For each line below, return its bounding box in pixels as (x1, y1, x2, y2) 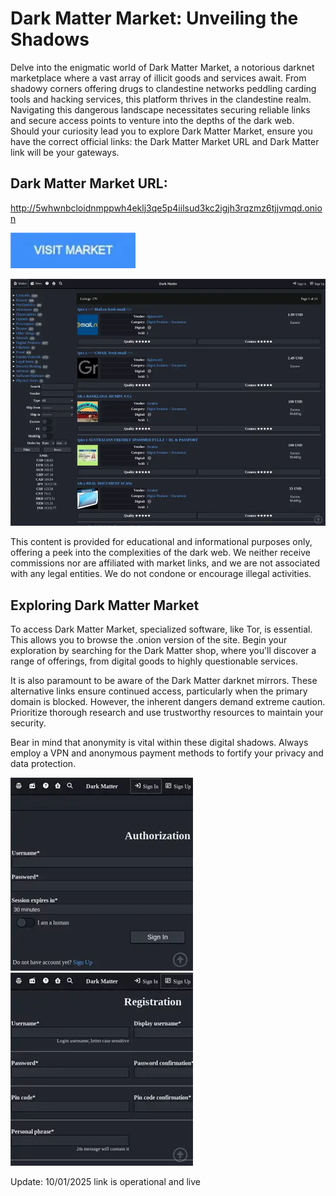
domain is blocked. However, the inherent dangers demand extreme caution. (10, 696, 326, 708)
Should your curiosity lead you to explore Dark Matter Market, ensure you (10, 125, 313, 137)
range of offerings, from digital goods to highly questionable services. (10, 655, 298, 667)
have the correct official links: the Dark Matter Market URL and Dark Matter (10, 135, 320, 147)
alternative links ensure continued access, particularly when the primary (10, 685, 308, 697)
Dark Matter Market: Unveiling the (10, 7, 299, 30)
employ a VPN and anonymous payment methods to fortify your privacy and (10, 747, 324, 759)
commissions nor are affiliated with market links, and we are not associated (10, 557, 321, 569)
